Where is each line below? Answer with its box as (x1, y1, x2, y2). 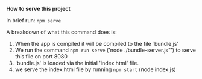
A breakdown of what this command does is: (6, 28, 118, 36)
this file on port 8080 (14, 53, 68, 60)
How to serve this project (6, 5, 71, 12)
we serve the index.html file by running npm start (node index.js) (14, 66, 176, 73)
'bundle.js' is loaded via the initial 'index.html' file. (14, 60, 139, 66)
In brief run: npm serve (6, 17, 62, 24)
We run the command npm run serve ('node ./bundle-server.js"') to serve (14, 46, 197, 54)
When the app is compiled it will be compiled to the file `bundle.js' (14, 40, 179, 47)
